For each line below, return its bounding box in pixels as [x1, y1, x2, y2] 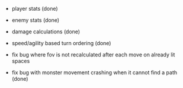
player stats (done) [11, 5, 58, 12]
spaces [11, 58, 30, 64]
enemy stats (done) [11, 17, 60, 23]
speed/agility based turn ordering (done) [11, 40, 111, 46]
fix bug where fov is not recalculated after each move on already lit [11, 51, 175, 58]
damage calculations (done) [11, 28, 81, 35]
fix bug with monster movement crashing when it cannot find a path [11, 69, 178, 76]
